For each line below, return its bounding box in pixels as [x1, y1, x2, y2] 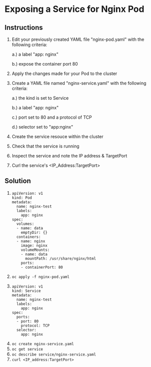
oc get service [11, 347, 43, 352]
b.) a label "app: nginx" [11, 105, 59, 110]
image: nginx [21, 243, 48, 248]
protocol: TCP [21, 323, 50, 328]
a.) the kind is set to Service [11, 95, 69, 101]
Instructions [4, 23, 43, 32]
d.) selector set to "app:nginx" [11, 124, 74, 130]
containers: [16, 234, 41, 239]
